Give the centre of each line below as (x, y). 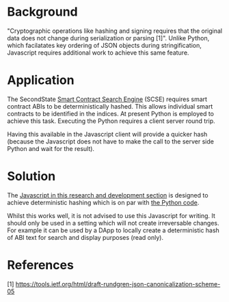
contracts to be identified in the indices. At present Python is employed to (110, 113)
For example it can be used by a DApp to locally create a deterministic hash (113, 230)
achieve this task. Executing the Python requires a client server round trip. (111, 121)
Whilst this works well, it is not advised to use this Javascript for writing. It (111, 215)
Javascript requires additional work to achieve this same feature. (98, 53)
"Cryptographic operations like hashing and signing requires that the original (115, 31)
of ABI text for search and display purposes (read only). (85, 237)
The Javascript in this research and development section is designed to (108, 195)
